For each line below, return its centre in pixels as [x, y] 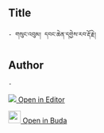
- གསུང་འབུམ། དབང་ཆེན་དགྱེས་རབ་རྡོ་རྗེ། [52, 34]
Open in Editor [41, 100]
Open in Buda [45, 120]
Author [26, 66]
